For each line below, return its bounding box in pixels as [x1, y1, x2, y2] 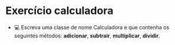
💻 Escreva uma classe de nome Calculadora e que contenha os [14, 23, 170, 30]
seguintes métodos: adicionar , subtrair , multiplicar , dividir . [14, 32, 160, 39]
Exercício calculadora [5, 4, 114, 18]
